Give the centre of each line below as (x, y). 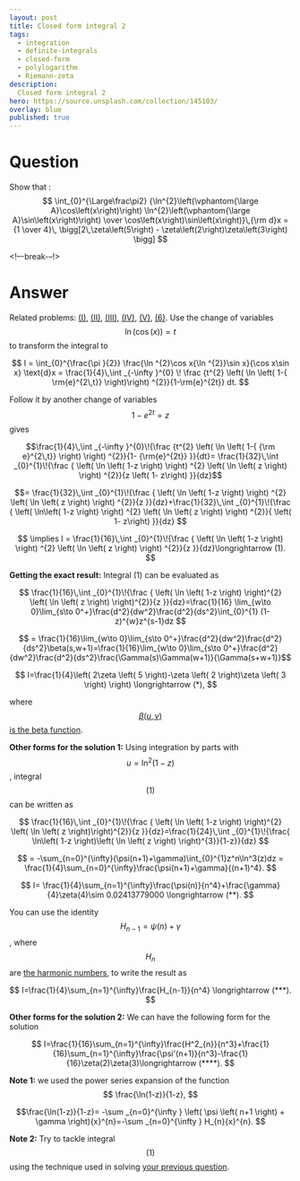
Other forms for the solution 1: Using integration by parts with (124, 747)
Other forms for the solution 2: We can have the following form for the (140, 1017)
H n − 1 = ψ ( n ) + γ (150, 927)
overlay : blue (36, 109)
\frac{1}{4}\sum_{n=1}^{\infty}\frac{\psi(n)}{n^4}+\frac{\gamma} (161, 886)
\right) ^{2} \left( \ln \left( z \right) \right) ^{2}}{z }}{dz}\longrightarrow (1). (150, 547)
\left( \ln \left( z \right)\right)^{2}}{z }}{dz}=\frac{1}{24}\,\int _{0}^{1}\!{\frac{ (150, 832)
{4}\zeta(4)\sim (76, 895)
